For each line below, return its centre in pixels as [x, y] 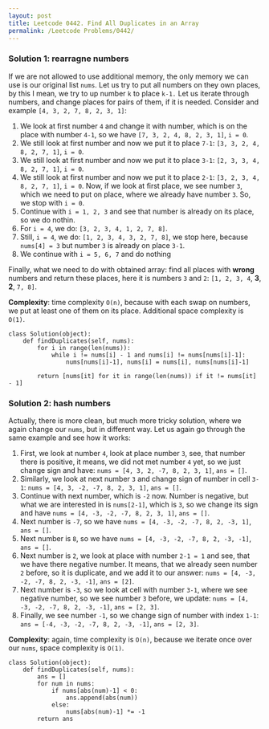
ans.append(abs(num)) [102, 698]
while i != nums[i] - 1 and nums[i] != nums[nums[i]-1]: [149, 355]
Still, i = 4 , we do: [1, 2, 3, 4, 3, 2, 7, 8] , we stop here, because [134, 237]
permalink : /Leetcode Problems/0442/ [71, 31]
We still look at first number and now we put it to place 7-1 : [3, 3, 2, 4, [140, 143]
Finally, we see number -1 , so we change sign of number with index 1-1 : [139, 615]
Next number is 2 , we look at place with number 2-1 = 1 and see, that [135, 556]
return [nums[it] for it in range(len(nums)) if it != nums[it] [147, 376]
